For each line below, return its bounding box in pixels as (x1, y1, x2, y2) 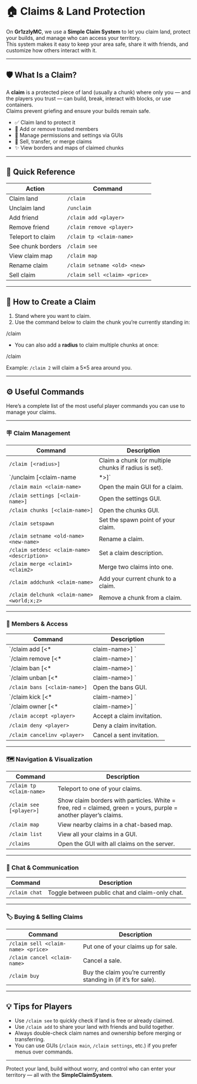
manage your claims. (6, 409, 57, 416)
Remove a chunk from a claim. (98, 594, 182, 602)
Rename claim (9, 261, 48, 269)
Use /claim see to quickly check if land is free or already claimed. (14, 1017, 174, 1024)
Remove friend (9, 223, 50, 231)
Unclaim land (9, 204, 45, 212)
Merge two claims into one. (98, 563, 174, 571)
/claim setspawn (9, 521, 55, 527)
